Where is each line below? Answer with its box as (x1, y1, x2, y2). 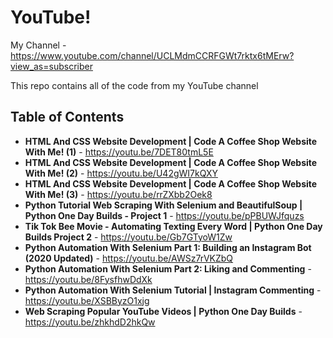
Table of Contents (10, 109, 125, 126)
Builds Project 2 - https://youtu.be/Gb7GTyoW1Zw (24, 231, 233, 243)
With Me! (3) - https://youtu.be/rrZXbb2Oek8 (24, 188, 213, 200)
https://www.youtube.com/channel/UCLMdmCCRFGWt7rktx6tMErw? (10, 49, 295, 61)
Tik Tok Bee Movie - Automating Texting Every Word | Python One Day (24, 220, 323, 232)
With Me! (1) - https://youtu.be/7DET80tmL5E (24, 146, 214, 158)
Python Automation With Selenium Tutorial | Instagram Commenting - (24, 284, 322, 296)
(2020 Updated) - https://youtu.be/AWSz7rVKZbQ (24, 252, 234, 264)
